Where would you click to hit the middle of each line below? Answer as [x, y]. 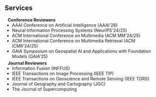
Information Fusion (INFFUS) [41, 68]
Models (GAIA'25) [30, 56]
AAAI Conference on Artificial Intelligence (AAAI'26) [65, 25]
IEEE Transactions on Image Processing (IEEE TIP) [63, 73]
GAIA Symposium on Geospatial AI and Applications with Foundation [81, 51]
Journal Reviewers [27, 63]
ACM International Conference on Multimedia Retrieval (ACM [73, 41]
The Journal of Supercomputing [44, 89]
